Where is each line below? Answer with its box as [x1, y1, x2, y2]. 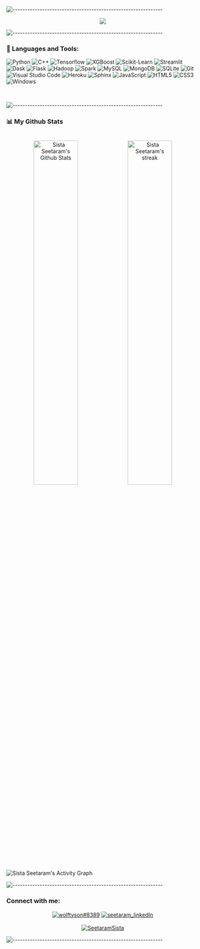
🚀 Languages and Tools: [6, 44, 80, 53]
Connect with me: [6, 896, 61, 905]
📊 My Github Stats [6, 117, 64, 126]
